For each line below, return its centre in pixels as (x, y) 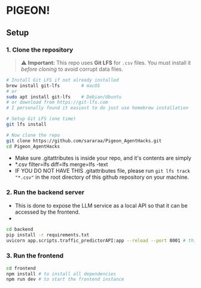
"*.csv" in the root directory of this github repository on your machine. (102, 177)
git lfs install (26, 124)
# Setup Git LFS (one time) (41, 119)
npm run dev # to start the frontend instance (65, 280)
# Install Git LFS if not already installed (63, 80)
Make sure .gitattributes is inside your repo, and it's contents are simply (103, 158)
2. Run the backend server (45, 193)
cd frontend (21, 268)
